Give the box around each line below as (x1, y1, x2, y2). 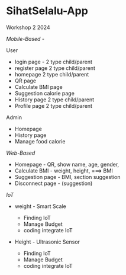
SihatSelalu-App (6, 4, 89, 18)
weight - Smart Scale (14, 203, 66, 210)
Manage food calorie (14, 137, 66, 145)
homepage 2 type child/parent (14, 71, 89, 78)
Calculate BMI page (14, 83, 63, 90)
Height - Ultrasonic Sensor (14, 238, 80, 245)
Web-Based (6, 149, 35, 156)
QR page (14, 77, 37, 84)
